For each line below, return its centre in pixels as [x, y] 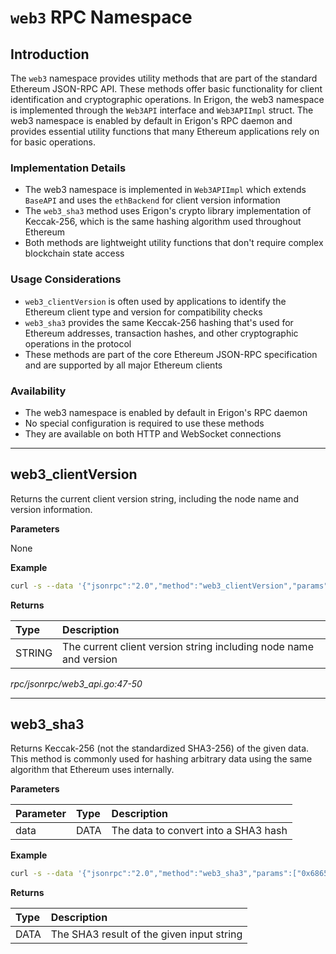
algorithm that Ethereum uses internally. [92, 770]
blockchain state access [74, 253]
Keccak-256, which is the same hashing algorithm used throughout [163, 222]
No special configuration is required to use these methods [144, 423]
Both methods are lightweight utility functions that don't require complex [174, 243]
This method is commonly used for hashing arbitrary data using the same [161, 759]
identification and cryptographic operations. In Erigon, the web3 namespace [167, 99]
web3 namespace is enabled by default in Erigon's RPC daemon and [151, 120]
